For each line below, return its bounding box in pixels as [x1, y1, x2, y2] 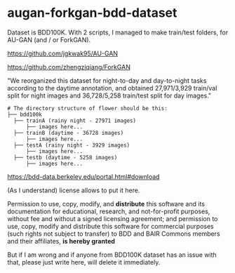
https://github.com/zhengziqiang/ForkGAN [7, 62, 131, 71]
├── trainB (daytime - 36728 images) [13, 129, 124, 136]
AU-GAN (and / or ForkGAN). [7, 35, 91, 44]
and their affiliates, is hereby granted [7, 237, 116, 245]
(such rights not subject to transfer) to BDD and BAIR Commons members [7, 229, 220, 238]
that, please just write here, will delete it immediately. [7, 258, 161, 266]
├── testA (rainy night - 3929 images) [13, 142, 130, 149]
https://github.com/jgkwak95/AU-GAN [7, 49, 118, 58]
